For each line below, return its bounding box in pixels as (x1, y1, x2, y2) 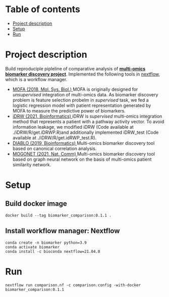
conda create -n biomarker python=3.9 (5, 240, 87, 245)
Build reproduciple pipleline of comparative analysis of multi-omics (5, 65, 146, 71)
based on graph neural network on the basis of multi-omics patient (12, 156, 152, 162)
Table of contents (5, 4, 81, 15)
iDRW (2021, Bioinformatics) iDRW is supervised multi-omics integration (12, 113, 162, 119)
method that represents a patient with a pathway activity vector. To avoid (12, 118, 164, 125)
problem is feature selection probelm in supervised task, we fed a (12, 97, 149, 103)
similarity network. (12, 161, 51, 168)
